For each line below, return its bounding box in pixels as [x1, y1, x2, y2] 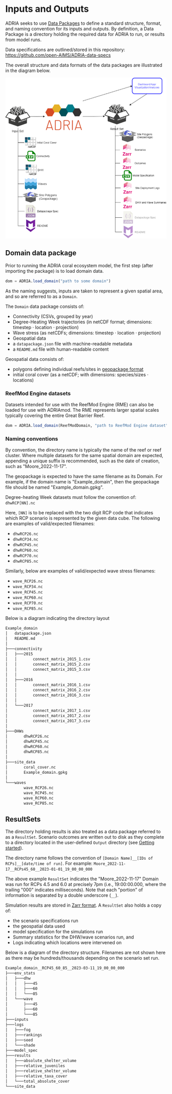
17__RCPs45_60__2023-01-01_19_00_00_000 [5, 867, 93, 872]
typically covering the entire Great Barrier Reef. [5, 412, 105, 419]
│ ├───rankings [5, 1033, 42, 1038]
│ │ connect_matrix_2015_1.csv [5, 657, 91, 662]
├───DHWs [5, 729, 24, 734]
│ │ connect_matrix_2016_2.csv [5, 688, 91, 693]
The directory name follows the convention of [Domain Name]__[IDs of [5, 855, 154, 861]
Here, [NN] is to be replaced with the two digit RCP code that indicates [5, 510, 154, 516]
